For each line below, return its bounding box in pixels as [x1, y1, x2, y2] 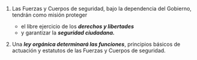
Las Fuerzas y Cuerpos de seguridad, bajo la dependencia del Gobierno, [11, 5, 192, 12]
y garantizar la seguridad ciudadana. [20, 29, 115, 36]
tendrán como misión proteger [11, 11, 88, 18]
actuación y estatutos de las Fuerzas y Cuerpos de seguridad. [11, 47, 166, 54]
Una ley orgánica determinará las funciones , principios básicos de [11, 41, 181, 48]
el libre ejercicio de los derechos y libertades [20, 23, 134, 30]
